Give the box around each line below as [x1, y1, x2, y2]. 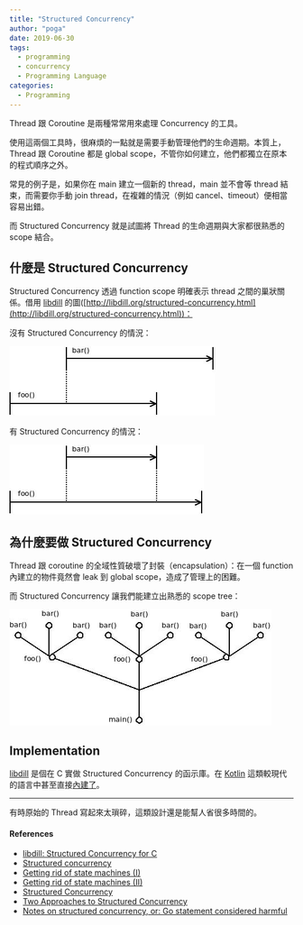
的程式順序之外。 [9, 159, 73, 170]
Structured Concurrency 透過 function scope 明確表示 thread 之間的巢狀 [9, 286, 278, 297]
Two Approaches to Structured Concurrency [22, 896, 188, 907]
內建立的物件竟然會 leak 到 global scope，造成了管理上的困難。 [9, 572, 245, 582]
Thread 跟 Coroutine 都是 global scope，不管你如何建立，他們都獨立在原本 [9, 148, 288, 159]
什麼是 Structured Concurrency [9, 261, 188, 276]
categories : [9, 81, 54, 90]
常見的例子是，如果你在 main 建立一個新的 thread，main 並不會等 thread [9, 179, 279, 189]
